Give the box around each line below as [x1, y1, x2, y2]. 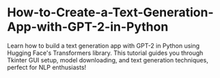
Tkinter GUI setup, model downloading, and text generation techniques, [7, 56, 208, 64]
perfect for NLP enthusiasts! [7, 63, 87, 71]
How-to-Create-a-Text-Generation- [7, 5, 214, 20]
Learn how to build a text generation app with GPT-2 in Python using [7, 41, 200, 50]
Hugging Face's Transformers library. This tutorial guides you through [7, 49, 204, 57]
